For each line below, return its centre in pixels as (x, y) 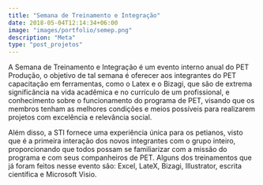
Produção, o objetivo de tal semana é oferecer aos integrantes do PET (122, 76)
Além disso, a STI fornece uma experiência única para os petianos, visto (126, 133)
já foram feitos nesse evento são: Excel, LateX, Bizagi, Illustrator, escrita (125, 166)
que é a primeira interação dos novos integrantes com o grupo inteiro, (122, 141)
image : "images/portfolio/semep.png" (70, 30)
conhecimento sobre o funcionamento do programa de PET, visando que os (131, 101)
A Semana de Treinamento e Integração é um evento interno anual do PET (129, 67)
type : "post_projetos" (45, 45)
